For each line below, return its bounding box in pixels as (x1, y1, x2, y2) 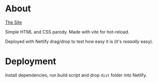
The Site (5, 19, 22, 25)
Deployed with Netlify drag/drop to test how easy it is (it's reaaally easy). (5, 38, 154, 44)
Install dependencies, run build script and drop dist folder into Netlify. (5, 72, 147, 78)
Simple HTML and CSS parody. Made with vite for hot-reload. (5, 29, 129, 35)
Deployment (5, 56, 57, 67)
